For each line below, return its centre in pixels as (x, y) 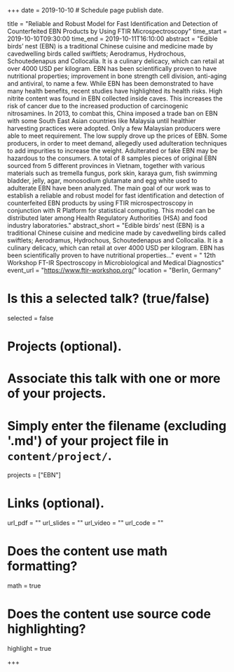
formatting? (42, 566)
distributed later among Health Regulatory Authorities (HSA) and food (108, 218)
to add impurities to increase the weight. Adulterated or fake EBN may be (113, 151)
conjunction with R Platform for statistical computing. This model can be (111, 211)
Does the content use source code (109, 614)
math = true (24, 586)
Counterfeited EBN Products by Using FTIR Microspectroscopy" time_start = (117, 31)
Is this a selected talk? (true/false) (109, 299)
